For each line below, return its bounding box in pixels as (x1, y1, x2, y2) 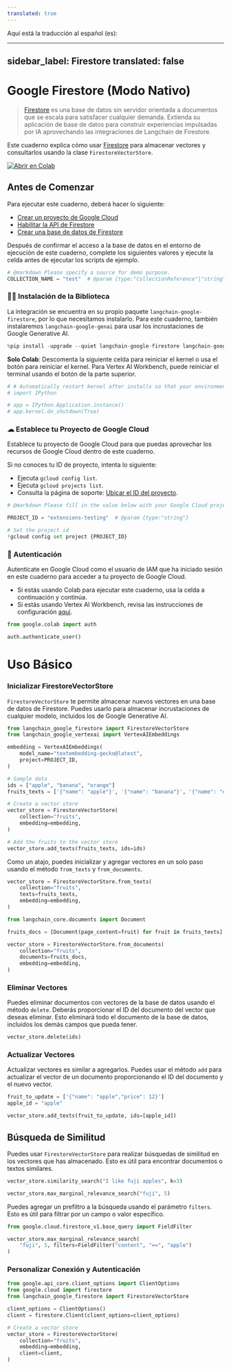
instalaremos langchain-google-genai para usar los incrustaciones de (7, 321, 204, 330)
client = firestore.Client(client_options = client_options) (7, 1312, 180, 1319)
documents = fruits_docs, (19, 954, 88, 961)
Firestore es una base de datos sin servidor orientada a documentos (23, 105, 218, 114)
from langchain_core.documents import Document (7, 916, 146, 923)
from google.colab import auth (7, 621, 97, 628)
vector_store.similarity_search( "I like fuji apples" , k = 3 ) (7, 1178, 184, 1185)
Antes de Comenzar (7, 182, 95, 193)
